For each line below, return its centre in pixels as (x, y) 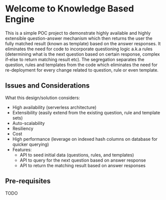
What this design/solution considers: (43, 98)
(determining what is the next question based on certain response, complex (83, 54)
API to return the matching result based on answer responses (83, 165)
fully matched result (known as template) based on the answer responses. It (83, 43)
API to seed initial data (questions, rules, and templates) (77, 155)
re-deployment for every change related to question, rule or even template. (82, 70)
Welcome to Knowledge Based (70, 9)
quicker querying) (31, 144)
